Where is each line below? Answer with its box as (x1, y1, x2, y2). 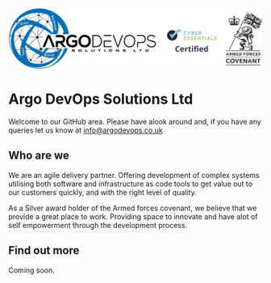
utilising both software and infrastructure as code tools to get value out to (8, 179, 252, 188)
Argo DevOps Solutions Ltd (8, 90, 194, 108)
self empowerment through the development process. (8, 220, 188, 230)
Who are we (8, 149, 70, 163)
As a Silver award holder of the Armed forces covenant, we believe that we (8, 203, 257, 213)
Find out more (8, 243, 80, 258)
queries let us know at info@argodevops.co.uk (8, 125, 163, 135)
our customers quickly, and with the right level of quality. (8, 187, 197, 197)
